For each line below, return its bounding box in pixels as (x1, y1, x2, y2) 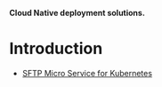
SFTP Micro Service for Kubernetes (21, 67, 153, 78)
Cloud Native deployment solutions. (9, 8, 145, 18)
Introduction (9, 39, 103, 59)
